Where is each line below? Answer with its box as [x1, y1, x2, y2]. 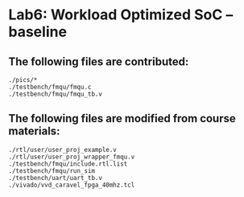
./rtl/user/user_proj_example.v [8, 146, 117, 154]
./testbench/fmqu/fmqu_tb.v [8, 90, 103, 98]
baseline [8, 23, 67, 41]
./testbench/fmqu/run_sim [8, 166, 95, 174]
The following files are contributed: [8, 55, 189, 68]
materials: [8, 125, 60, 138]
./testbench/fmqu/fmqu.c [8, 83, 92, 91]
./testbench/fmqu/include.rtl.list [8, 159, 128, 168]
